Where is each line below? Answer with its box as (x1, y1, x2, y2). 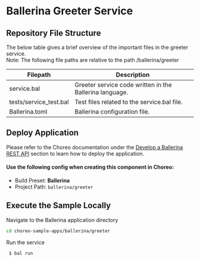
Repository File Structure (6, 28, 101, 38)
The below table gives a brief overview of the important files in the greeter (6, 44, 189, 51)
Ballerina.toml (9, 107, 48, 116)
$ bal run (8, 250, 33, 256)
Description (115, 70, 150, 79)
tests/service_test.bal (9, 98, 70, 106)
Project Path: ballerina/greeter (14, 183, 93, 190)
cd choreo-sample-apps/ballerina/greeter (6, 228, 111, 234)
